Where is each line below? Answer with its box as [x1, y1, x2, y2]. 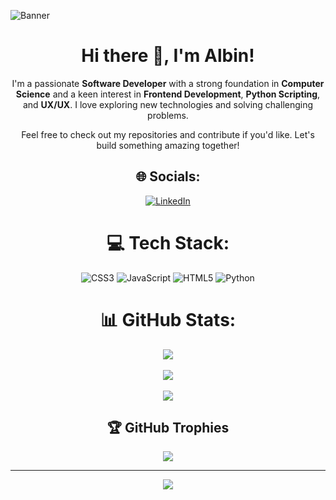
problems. [147, 109, 189, 121]
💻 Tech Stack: [106, 231, 230, 254]
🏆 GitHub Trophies [106, 420, 230, 437]
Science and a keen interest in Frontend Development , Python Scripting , [15, 88, 321, 100]
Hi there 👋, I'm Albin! [81, 45, 255, 67]
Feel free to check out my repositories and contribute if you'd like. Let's [21, 128, 315, 140]
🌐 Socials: [135, 168, 201, 185]
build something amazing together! [96, 139, 240, 151]
